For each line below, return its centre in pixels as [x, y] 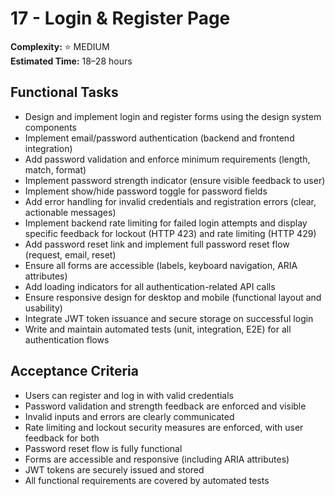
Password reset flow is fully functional [103, 448]
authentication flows [67, 339]
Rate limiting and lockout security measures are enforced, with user [164, 427]
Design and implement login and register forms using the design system [173, 116]
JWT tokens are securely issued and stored [114, 469]
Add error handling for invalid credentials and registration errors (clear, [170, 201]
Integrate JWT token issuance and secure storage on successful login [169, 318]
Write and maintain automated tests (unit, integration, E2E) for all [158, 329]
